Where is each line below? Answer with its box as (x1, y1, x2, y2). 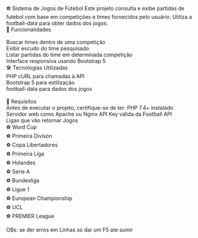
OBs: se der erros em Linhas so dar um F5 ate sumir (6, 226, 133, 233)
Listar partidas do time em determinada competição (6, 51, 133, 58)
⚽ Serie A (6, 168, 30, 175)
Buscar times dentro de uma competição (6, 39, 106, 46)
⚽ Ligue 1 (6, 186, 30, 193)
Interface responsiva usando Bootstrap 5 (6, 58, 106, 64)
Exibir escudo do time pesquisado (6, 45, 90, 52)
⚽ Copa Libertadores (6, 141, 58, 148)
